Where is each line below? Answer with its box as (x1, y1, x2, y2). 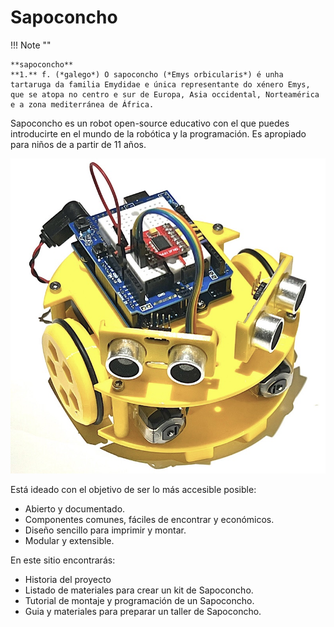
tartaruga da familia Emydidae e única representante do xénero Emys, (10, 79, 311, 90)
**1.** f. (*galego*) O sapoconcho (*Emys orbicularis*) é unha (10, 69, 284, 80)
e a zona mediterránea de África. (10, 99, 155, 110)
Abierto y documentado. (24, 502, 126, 515)
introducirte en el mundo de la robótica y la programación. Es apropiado (10, 127, 307, 140)
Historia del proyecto (24, 573, 112, 585)
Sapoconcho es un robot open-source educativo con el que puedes (10, 117, 290, 129)
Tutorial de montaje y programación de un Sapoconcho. (24, 594, 255, 606)
